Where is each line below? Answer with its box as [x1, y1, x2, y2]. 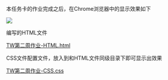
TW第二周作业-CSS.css [6, 67, 64, 74]
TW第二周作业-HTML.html [6, 42, 70, 49]
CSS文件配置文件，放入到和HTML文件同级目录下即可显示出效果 [6, 54, 163, 61]
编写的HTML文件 [6, 29, 48, 36]
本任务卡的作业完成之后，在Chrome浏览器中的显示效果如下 [6, 5, 151, 12]
